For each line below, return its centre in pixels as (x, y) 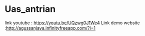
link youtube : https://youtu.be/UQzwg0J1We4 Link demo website (72, 23)
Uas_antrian (30, 9)
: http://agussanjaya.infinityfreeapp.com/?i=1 (50, 28)
